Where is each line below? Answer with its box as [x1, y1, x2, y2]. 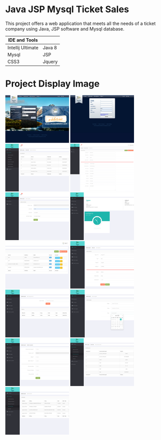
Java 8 [42, 44, 57, 50]
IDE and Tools [8, 37, 38, 43]
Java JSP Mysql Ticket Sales [5, 4, 129, 15]
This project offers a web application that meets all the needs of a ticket [5, 20, 156, 26]
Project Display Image [5, 78, 100, 90]
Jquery [42, 58, 58, 65]
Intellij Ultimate [7, 44, 39, 50]
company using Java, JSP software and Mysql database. [5, 25, 125, 32]
